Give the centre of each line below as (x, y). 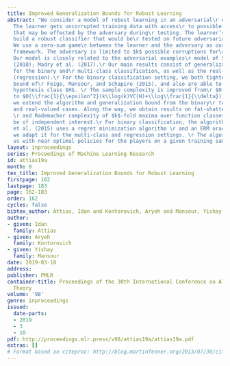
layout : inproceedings (39, 148)
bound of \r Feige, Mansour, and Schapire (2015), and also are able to (118, 84)
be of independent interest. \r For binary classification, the (105, 122)
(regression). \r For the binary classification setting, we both (108, 77)
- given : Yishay (30, 250)
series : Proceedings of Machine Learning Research (81, 154)
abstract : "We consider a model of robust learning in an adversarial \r (113, 20)
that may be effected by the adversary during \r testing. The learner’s (119, 33)
